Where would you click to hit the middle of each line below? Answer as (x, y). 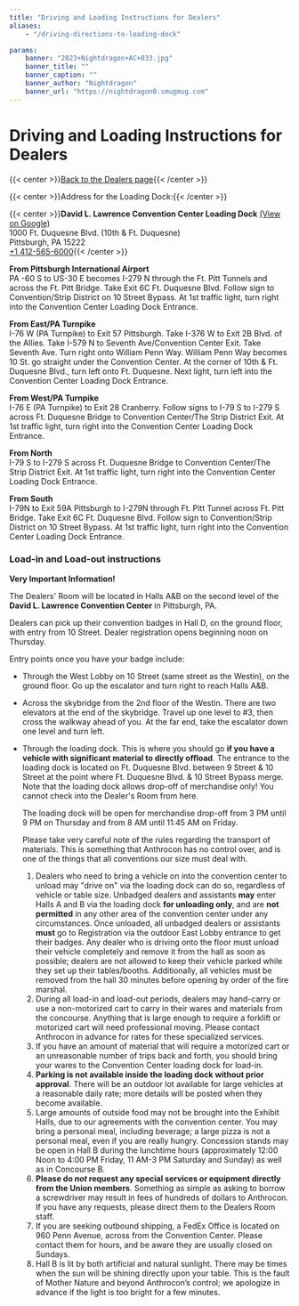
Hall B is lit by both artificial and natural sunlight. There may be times (161, 1263)
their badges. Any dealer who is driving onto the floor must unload (157, 942)
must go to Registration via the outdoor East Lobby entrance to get (158, 932)
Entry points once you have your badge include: (97, 659)
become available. (69, 1103)
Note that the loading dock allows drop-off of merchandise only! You (148, 786)
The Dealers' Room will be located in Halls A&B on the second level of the (144, 596)
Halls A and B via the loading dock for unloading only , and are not (157, 904)
